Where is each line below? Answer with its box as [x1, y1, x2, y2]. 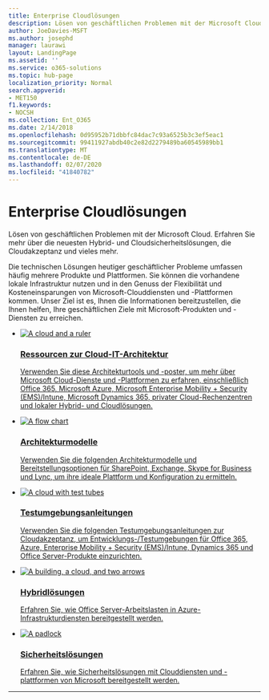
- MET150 [8, 94, 38, 102]
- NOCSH [8, 109, 34, 117]
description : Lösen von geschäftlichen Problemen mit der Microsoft [8, 19, 242, 27]
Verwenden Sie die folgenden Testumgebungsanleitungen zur [19, 525, 224, 535]
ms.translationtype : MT [8, 146, 88, 154]
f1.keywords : [8, 101, 52, 109]
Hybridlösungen [19, 586, 86, 597]
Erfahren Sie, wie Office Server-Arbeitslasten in [19, 605, 176, 614]
